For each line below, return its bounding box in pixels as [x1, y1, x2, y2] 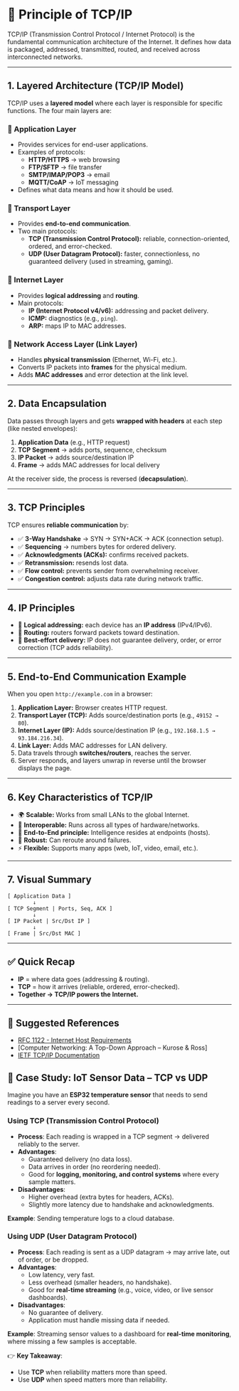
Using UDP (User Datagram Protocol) [7, 1232, 137, 1242]
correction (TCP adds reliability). [17, 644, 114, 652]
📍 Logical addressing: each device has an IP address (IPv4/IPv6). [17, 621, 213, 629]
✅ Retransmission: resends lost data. [17, 558, 129, 567]
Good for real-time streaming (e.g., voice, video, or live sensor [28, 1285, 213, 1294]
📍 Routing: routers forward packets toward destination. [17, 629, 180, 637]
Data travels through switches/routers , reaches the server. [17, 749, 192, 757]
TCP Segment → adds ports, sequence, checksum [17, 445, 167, 454]
